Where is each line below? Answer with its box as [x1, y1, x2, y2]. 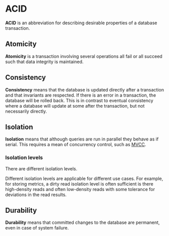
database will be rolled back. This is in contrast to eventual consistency [5, 97, 154, 104]
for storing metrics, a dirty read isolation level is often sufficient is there [5, 180, 154, 187]
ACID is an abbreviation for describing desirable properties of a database [5, 20, 157, 26]
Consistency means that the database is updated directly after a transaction [5, 86, 164, 92]
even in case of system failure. [5, 225, 69, 231]
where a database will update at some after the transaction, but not [5, 103, 145, 109]
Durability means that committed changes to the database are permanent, [5, 219, 160, 225]
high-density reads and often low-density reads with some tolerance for [5, 186, 155, 192]
